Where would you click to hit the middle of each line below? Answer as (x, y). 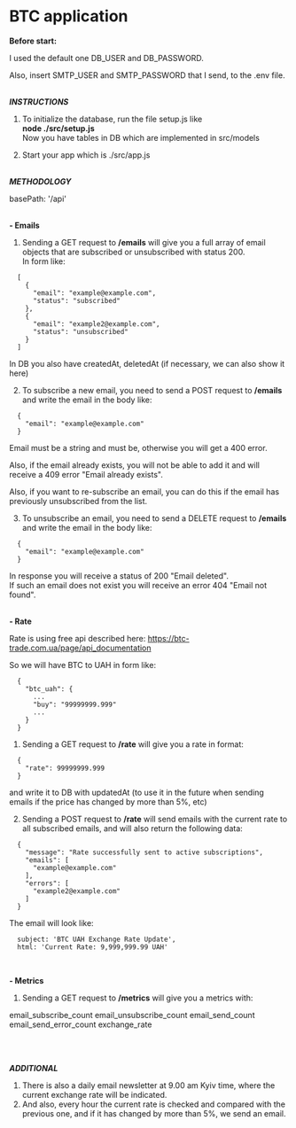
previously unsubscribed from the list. (78, 501)
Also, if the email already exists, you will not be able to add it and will (134, 465)
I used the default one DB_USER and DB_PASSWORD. (106, 58)
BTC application (69, 16)
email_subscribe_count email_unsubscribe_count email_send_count (132, 1015)
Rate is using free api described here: (78, 638)
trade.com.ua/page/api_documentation (81, 648)
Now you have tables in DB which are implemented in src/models (140, 137)
